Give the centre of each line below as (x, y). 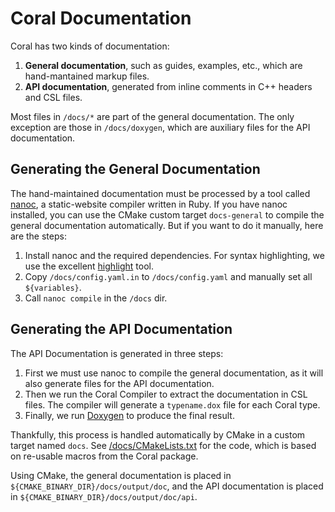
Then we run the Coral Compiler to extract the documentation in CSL (166, 394)
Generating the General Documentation (135, 169)
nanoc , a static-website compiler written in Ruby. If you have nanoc (149, 204)
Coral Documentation (101, 18)
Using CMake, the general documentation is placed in (121, 475)
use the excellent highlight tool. (89, 266)
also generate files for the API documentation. (119, 383)
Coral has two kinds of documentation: (90, 46)
